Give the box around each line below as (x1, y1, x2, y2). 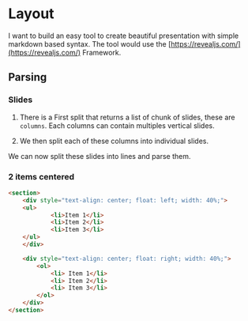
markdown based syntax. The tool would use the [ (8, 39, 171, 48)
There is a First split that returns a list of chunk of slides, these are (19, 112, 235, 122)
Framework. (82, 47, 122, 57)
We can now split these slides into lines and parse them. (8, 151, 191, 160)
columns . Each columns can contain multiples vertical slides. (19, 120, 215, 130)
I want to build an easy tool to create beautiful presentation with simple (8, 31, 239, 40)
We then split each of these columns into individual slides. (19, 136, 209, 145)
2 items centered (8, 171, 75, 182)
